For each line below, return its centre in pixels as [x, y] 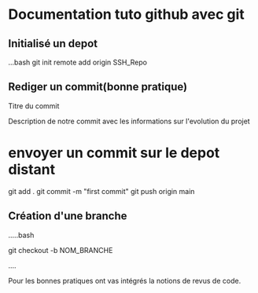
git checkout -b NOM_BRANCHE [61, 250]
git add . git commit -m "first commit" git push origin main [101, 191]
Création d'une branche [68, 216]
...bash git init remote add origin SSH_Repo [78, 62]
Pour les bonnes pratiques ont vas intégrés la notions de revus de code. [125, 280]
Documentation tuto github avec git [127, 15]
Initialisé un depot [53, 44]
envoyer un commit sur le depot [114, 153]
